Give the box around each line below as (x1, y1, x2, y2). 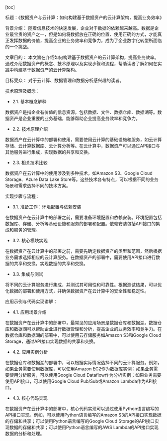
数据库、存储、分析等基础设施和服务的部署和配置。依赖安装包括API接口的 (5, 221, 156, 226)
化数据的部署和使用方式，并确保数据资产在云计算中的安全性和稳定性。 (5, 288, 149, 294)
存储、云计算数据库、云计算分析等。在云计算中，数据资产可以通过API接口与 (5, 143, 161, 148)
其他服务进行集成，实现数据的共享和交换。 (5, 149, 92, 155)
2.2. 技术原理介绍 (12, 126, 48, 132)
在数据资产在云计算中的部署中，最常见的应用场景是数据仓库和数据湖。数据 (5, 320, 158, 325)
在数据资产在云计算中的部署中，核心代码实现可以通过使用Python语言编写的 (5, 406, 159, 412)
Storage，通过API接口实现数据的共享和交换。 (5, 338, 98, 344)
